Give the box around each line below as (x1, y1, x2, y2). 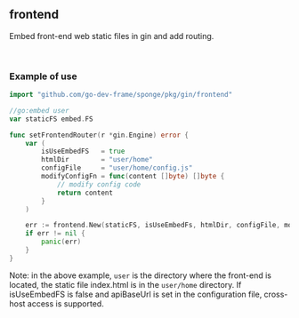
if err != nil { (25, 229, 86, 238)
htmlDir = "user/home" (41, 155, 153, 164)
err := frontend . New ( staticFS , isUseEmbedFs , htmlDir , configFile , (25, 221, 280, 230)
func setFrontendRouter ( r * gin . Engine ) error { (9, 131, 190, 139)
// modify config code (56, 179, 141, 189)
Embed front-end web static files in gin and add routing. (9, 30, 214, 41)
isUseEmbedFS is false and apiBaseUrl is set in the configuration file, (9, 289, 263, 299)
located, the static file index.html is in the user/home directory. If (9, 279, 242, 290)
